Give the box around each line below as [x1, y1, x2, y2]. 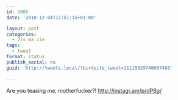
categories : [6, 31, 37, 37]
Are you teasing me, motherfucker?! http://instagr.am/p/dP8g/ [6, 87, 162, 94]
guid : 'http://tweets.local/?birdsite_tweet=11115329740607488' [6, 65, 173, 71]
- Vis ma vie [12, 37, 45, 43]
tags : [6, 42, 20, 48]
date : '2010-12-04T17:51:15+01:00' [6, 15, 97, 21]
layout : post [6, 25, 40, 32]
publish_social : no [6, 59, 56, 65]
